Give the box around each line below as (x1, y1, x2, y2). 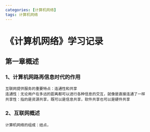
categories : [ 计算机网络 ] (5, 7, 56, 13)
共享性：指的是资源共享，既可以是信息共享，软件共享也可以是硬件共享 (5, 97, 131, 102)
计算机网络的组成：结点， (5, 122, 51, 127)
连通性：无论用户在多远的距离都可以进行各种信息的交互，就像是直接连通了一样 (5, 92, 145, 97)
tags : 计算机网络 (5, 12, 38, 17)
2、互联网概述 (5, 110, 40, 117)
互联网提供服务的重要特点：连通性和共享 (5, 86, 77, 92)
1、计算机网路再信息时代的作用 (5, 74, 81, 80)
